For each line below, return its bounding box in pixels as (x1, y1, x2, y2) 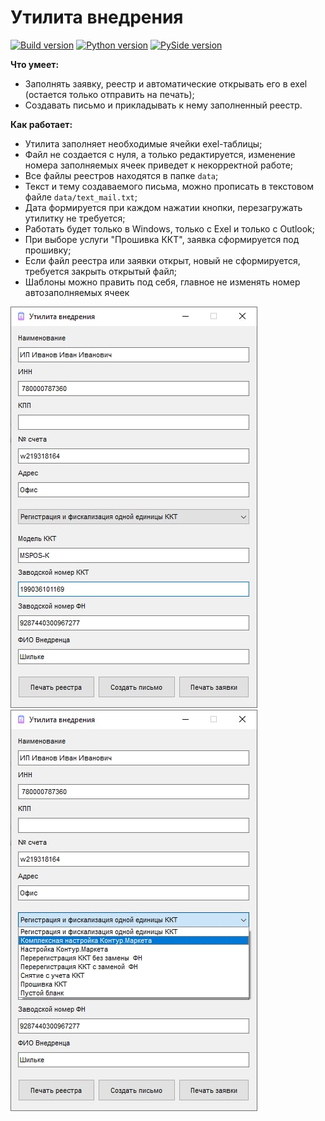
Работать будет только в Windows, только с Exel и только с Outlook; (24, 222, 316, 235)
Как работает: (10, 118, 73, 130)
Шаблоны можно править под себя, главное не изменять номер (24, 276, 301, 288)
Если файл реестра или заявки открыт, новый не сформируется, (24, 254, 301, 266)
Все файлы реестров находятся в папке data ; (24, 169, 219, 181)
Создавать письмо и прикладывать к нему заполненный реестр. (24, 99, 303, 111)
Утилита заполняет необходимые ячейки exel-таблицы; (24, 137, 263, 150)
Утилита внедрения (10, 6, 184, 29)
